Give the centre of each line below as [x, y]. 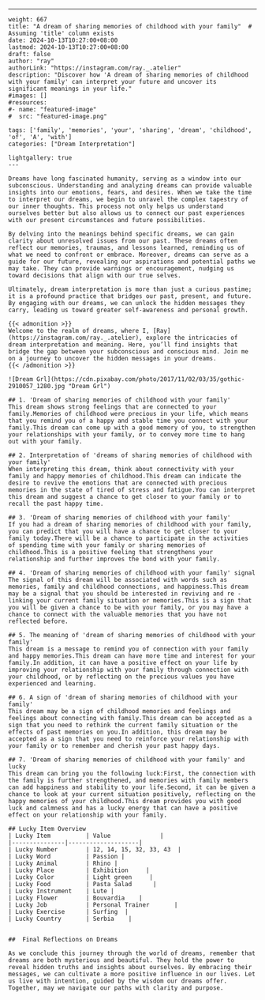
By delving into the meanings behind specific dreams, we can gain [121, 234]
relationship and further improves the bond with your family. [114, 559]
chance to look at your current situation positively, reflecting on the [132, 794]
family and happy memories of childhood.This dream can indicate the [125, 476]
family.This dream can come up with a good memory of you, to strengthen [132, 428]
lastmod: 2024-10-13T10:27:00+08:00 [68, 47]
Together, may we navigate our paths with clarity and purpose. [116, 988]
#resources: [28, 103]
